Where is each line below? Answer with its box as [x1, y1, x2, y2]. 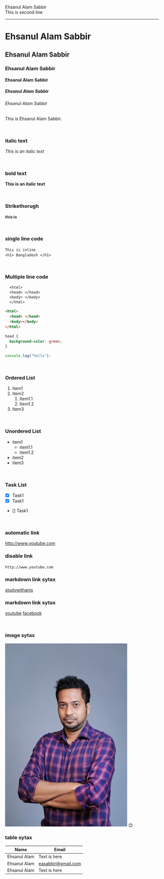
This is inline [5, 247, 36, 252]
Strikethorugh [5, 203, 39, 209]
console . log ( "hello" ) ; [5, 353, 51, 358]
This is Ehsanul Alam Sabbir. [5, 116, 62, 122]
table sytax [5, 834, 33, 841]
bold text [5, 170, 27, 177]
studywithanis [5, 587, 33, 593]
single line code [5, 235, 43, 242]
